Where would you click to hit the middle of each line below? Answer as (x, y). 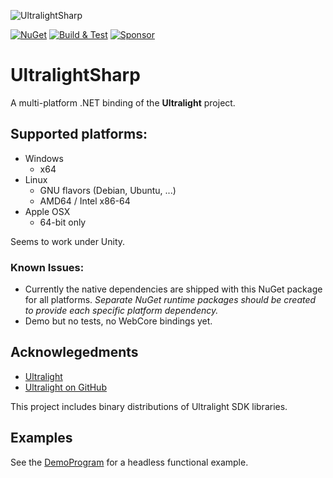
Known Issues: (47, 267)
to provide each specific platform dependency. (121, 311)
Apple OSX (47, 211)
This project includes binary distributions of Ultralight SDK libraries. (149, 406)
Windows (44, 158)
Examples (41, 438)
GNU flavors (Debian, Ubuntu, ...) (108, 190)
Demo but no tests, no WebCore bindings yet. (118, 321)
